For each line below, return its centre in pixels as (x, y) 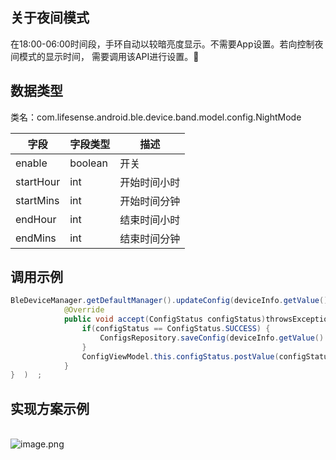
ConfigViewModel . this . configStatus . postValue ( (180, 356)
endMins (36, 238)
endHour (36, 219)
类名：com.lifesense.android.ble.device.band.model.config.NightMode (156, 117)
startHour (38, 181)
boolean (88, 163)
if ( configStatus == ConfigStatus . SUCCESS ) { (176, 329)
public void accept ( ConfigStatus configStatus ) (165, 319)
